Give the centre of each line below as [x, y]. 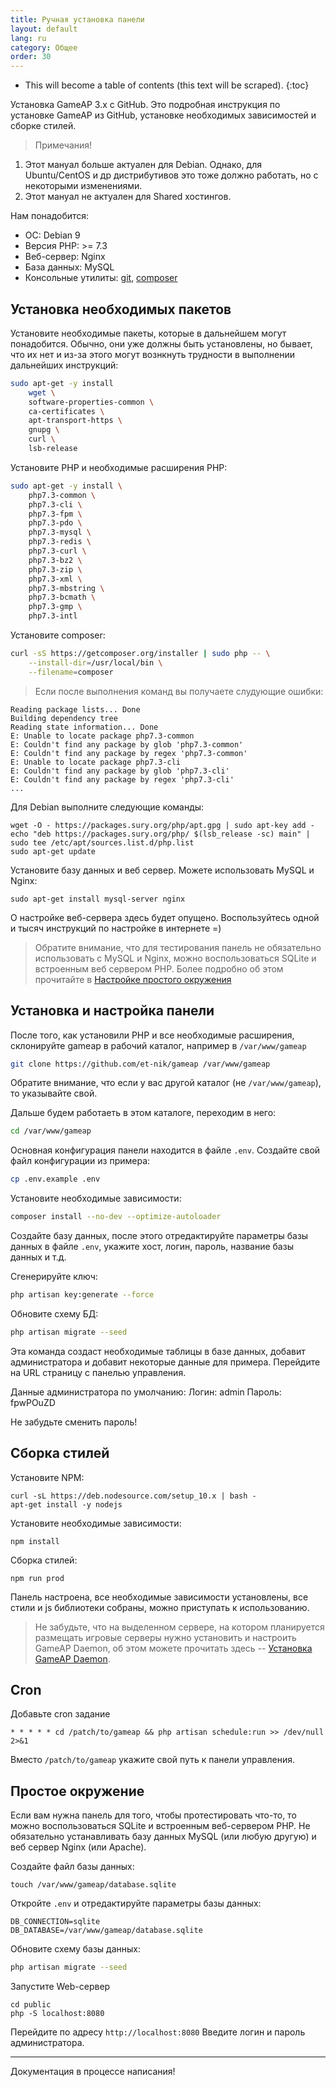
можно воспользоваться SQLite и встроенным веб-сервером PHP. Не [160, 1826]
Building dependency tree [64, 718]
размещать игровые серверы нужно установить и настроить [165, 1637]
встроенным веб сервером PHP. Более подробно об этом [159, 968]
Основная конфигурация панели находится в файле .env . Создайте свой [165, 1150]
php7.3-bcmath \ [62, 597]
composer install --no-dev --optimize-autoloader [116, 1217]
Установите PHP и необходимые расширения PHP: [119, 467]
